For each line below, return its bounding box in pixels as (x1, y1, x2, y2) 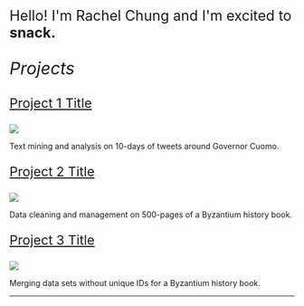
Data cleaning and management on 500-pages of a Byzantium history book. (9, 209, 292, 220)
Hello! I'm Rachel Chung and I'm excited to (9, 6, 292, 24)
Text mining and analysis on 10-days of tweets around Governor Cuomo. (9, 141, 280, 151)
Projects (9, 58, 75, 79)
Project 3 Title (9, 232, 95, 249)
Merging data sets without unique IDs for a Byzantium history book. (9, 278, 261, 288)
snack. (9, 24, 56, 42)
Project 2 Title (9, 164, 95, 180)
